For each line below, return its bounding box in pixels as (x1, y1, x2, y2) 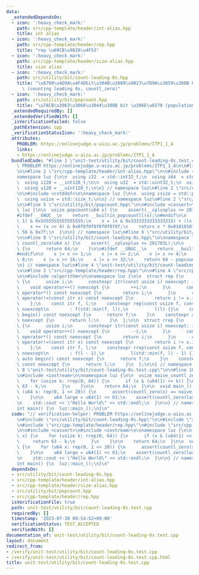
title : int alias (17, 31, 60, 37)
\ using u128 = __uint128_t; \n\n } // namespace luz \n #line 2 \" (17, 185, 182, 191)
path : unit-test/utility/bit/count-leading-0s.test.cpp (11, 504, 152, 510)
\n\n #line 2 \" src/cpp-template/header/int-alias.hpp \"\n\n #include (17, 168, 190, 175)
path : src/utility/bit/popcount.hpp (17, 97, 108, 103)
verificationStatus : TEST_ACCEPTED (11, 521, 99, 528)
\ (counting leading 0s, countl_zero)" (21, 86, 120, 92)
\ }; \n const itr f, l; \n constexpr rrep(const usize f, (17, 345, 184, 351)
